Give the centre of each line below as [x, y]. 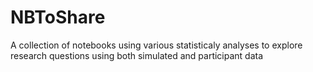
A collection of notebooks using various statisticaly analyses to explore [156, 45]
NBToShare [58, 17]
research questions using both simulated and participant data [137, 55]
